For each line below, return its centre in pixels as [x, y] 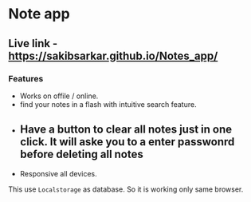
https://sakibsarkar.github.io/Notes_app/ [113, 55]
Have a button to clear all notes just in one [126, 130]
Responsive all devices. [58, 173]
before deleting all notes [81, 154]
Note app [39, 14]
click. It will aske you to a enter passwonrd [127, 142]
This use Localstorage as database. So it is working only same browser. [126, 189]
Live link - [33, 44]
